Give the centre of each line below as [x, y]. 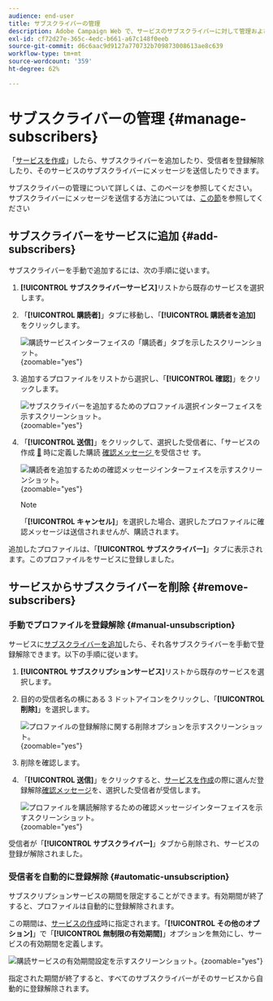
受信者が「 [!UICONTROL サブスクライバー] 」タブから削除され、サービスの [134, 844]
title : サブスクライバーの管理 [54, 24]
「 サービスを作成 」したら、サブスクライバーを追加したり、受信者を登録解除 [136, 160]
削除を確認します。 [52, 763]
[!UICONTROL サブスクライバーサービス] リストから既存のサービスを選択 [142, 287]
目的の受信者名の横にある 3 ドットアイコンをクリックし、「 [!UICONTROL [142, 699]
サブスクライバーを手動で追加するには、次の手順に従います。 [111, 270]
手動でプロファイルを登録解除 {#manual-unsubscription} [122, 625]
